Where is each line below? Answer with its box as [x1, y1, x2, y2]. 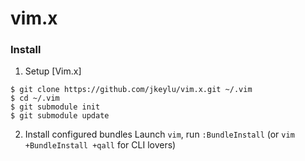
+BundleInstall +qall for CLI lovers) [24, 139, 177, 151]
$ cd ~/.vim [10, 93, 60, 104]
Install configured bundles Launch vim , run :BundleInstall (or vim [24, 128, 295, 141]
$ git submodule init [10, 102, 101, 112]
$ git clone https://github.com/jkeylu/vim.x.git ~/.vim [10, 85, 253, 95]
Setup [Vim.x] [24, 65, 82, 77]
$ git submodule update [10, 111, 110, 121]
